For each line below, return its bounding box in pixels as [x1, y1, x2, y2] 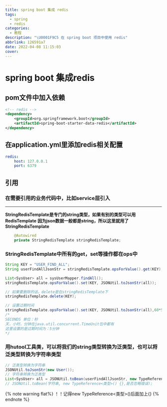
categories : [5, 26, 30, 31]
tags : [5, 12, 16, 17]
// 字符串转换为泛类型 [5, 372, 46, 377]
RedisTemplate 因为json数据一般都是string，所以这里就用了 [5, 218, 129, 223]
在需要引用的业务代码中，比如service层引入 [5, 195, 110, 202]
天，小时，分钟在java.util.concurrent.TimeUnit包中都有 [5, 321, 114, 327]
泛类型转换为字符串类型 [5, 351, 61, 358]
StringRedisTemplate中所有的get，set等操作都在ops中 [5, 250, 138, 257]
